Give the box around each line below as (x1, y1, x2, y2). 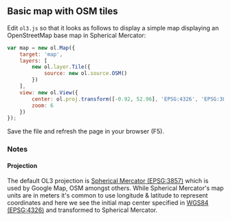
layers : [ (19, 57, 48, 64)
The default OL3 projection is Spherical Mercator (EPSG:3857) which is (7, 177, 209, 185)
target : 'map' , (19, 51, 63, 58)
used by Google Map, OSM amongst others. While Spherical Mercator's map (7, 184, 224, 192)
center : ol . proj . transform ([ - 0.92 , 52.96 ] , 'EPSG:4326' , (32, 96, 199, 103)
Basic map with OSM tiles (7, 6, 118, 17)
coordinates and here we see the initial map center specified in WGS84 (7, 199, 209, 207)
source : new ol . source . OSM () (43, 70, 128, 77)
